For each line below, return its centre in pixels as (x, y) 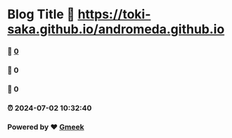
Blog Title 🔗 (41, 14)
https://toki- (114, 14)
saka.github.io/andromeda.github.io (116, 29)
